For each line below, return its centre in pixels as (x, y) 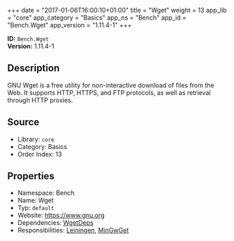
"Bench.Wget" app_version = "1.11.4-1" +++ (70, 25)
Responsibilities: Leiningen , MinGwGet (73, 230)
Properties (31, 176)
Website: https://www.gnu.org (61, 215)
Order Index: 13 (39, 154)
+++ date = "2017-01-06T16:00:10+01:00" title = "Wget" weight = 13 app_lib (117, 10)
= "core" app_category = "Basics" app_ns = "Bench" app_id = (97, 18)
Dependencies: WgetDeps (55, 223)
